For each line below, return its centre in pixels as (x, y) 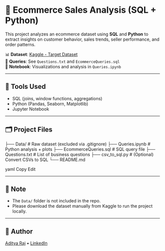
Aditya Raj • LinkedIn (26, 243)
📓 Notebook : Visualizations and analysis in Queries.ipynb (63, 66)
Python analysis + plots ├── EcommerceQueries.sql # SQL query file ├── (80, 149)
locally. (19, 211)
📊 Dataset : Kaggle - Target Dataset (41, 54)
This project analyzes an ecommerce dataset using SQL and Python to (77, 34)
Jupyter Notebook (30, 109)
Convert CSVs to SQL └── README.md (45, 160)
